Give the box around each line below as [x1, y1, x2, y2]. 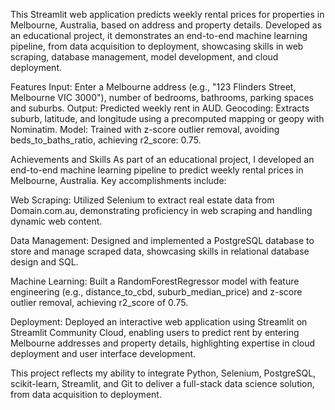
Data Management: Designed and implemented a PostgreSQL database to [10, 235, 315, 246]
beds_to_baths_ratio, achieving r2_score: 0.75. [10, 134, 202, 146]
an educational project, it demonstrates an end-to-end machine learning [10, 30, 308, 41]
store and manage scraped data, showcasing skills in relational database [10, 245, 310, 257]
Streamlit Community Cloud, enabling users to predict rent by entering [10, 327, 300, 338]
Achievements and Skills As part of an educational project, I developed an [10, 154, 315, 165]
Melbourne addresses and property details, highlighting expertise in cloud [10, 337, 316, 349]
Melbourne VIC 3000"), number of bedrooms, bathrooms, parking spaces [10, 92, 314, 103]
